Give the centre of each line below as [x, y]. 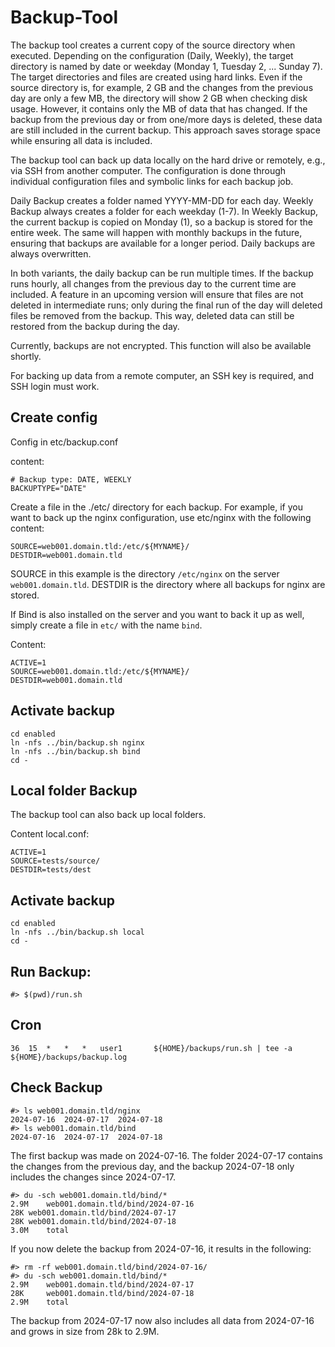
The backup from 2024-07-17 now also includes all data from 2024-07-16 [162, 1320]
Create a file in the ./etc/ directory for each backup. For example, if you [156, 507]
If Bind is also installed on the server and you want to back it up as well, [157, 614]
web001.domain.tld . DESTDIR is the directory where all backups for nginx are [168, 584]
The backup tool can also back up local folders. [108, 815]
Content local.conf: [50, 834]
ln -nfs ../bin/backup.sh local [77, 932]
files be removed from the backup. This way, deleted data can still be [152, 315]
